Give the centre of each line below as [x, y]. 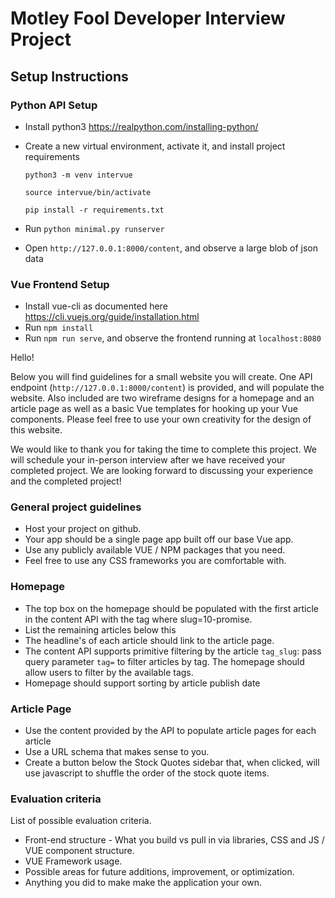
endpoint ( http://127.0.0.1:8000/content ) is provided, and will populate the [167, 388]
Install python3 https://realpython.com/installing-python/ [141, 126]
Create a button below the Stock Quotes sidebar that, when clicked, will [172, 763]
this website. [36, 430]
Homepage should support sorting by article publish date [142, 683]
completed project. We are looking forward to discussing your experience [162, 471]
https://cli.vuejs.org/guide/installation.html [112, 317]
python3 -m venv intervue [78, 175]
